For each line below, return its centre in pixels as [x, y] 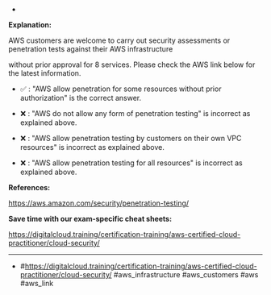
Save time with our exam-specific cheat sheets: [90, 219]
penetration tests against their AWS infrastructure [91, 49]
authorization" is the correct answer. [81, 98]
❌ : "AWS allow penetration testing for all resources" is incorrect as [131, 163]
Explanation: [30, 25]
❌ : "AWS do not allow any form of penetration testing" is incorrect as [135, 113]
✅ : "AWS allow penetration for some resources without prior [121, 89]
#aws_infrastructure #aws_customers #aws [186, 274]
